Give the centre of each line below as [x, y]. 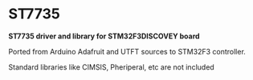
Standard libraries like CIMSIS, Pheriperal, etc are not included [111, 67]
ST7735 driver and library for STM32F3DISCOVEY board [104, 36]
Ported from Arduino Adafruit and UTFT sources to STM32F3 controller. [127, 51]
